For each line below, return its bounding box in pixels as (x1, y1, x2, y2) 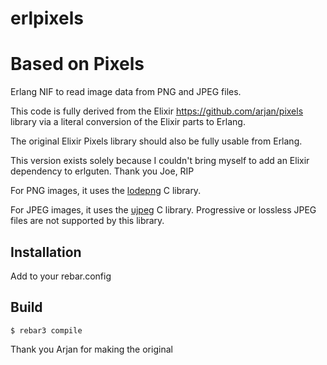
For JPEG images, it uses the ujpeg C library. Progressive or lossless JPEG (10, 204, 317, 216)
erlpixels (10, 7, 84, 30)
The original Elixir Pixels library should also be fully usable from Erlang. (10, 135, 303, 147)
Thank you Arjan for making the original (10, 343, 173, 355)
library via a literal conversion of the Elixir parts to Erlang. (10, 116, 246, 128)
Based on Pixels (10, 53, 145, 76)
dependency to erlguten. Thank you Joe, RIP (10, 165, 195, 177)
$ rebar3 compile (10, 325, 83, 336)
